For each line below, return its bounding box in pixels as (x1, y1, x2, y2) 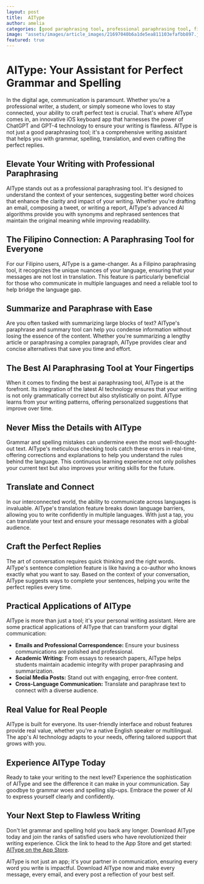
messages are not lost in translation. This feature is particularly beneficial (6, 273, 190, 280)
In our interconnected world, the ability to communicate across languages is (6, 498, 196, 505)
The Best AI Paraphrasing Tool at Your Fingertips (6, 362, 194, 373)
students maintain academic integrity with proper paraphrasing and (15, 661, 184, 668)
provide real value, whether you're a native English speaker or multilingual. (6, 727, 193, 735)
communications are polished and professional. (15, 648, 134, 656)
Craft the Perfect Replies (6, 542, 101, 552)
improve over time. (6, 405, 53, 412)
